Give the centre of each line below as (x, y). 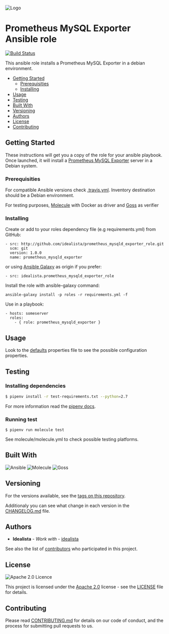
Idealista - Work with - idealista (46, 539)
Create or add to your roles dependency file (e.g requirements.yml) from (80, 229)
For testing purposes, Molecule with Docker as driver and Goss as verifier (82, 205)
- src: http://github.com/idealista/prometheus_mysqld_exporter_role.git (85, 244)
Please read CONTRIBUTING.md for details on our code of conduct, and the (84, 621)
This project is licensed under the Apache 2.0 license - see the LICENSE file (84, 587)
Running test (21, 419)
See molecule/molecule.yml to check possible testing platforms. (72, 440)
